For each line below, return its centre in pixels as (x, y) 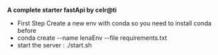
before (27, 31)
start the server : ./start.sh (54, 45)
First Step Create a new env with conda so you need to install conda (114, 23)
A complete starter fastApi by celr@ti (62, 10)
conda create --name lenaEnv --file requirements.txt (92, 38)
